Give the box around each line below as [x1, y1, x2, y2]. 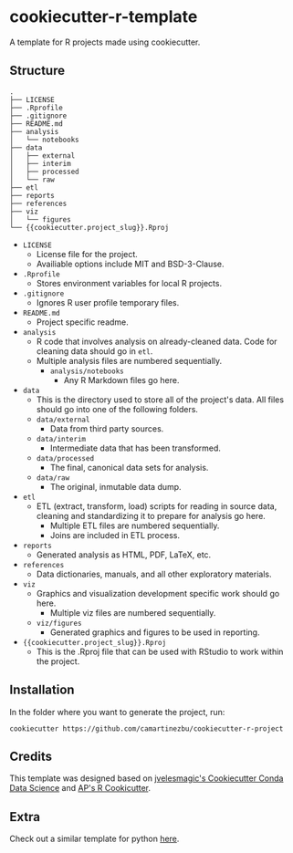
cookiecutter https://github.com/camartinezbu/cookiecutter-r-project [9, 723, 284, 733]
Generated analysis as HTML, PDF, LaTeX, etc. [36, 549, 212, 560]
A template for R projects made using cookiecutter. [9, 36, 201, 47]
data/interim [36, 434, 87, 443]
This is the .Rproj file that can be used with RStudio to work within [36, 646, 284, 657]
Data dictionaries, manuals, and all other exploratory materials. [36, 568, 272, 579]
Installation [9, 682, 75, 698]
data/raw [36, 473, 70, 483]
